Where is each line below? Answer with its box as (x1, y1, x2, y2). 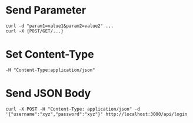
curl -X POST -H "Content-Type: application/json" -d (5, 106, 141, 112)
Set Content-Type (5, 48, 95, 61)
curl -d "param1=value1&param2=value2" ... (5, 23, 114, 29)
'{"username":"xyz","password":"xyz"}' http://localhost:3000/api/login (5, 111, 188, 117)
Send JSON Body (5, 87, 91, 100)
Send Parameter (5, 4, 86, 17)
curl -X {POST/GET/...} (5, 28, 64, 34)
